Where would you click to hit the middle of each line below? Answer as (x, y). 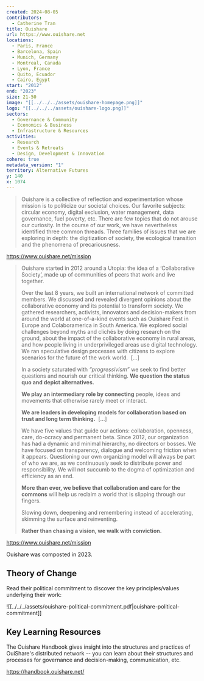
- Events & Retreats (38, 148)
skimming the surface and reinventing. (69, 519)
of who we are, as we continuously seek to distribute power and (101, 463)
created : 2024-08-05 (33, 12)
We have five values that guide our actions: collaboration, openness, (107, 431)
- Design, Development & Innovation (58, 153)
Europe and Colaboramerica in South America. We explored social (104, 325)
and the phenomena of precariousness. (71, 244)
